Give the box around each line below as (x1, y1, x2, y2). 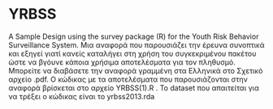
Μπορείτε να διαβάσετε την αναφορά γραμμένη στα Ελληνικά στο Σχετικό (8, 65, 263, 75)
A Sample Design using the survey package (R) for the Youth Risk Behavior (8, 31, 259, 41)
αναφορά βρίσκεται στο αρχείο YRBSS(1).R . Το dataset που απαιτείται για (8, 82, 260, 93)
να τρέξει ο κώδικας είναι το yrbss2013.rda (8, 91, 155, 101)
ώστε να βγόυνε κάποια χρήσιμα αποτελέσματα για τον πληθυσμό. (8, 57, 236, 67)
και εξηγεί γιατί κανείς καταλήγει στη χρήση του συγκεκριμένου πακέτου (8, 48, 257, 58)
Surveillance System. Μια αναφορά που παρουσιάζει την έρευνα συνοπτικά (8, 40, 266, 49)
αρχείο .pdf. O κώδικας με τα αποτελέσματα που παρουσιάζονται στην (8, 74, 248, 84)
